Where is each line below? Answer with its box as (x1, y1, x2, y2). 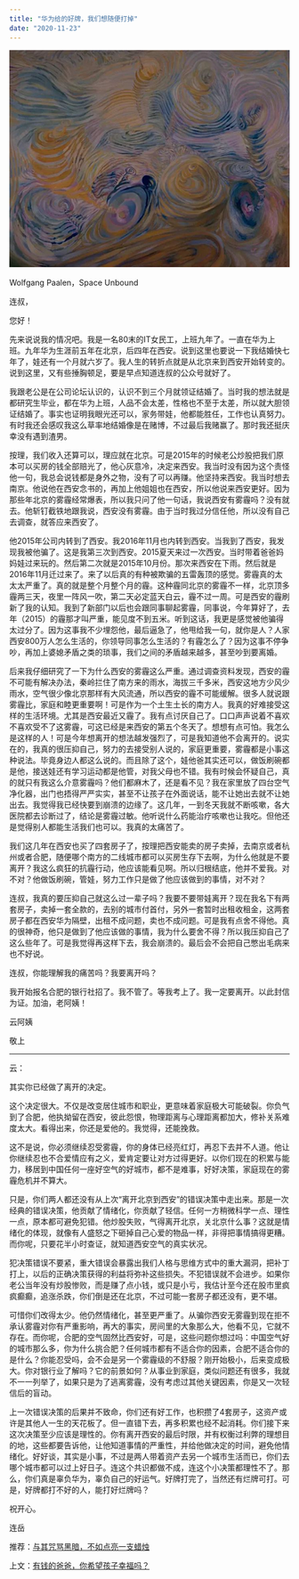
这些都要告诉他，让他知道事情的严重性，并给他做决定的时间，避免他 (32, 1440, 282, 1451)
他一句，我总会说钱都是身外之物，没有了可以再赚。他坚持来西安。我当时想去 (9, 472, 290, 483)
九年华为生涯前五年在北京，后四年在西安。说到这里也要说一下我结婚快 (24, 346, 282, 356)
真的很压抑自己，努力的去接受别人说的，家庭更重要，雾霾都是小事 (39, 744, 282, 754)
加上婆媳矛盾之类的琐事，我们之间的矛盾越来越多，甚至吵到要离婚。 (32, 647, 282, 658)
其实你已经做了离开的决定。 (9, 1082, 111, 1093)
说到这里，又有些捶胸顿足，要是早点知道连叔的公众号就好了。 (9, 368, 236, 378)
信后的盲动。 (9, 1388, 56, 1398)
